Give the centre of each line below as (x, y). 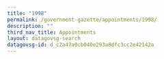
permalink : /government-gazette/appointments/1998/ (82, 20)
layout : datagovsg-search (44, 39)
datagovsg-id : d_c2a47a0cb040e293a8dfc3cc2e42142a (81, 45)
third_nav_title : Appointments (52, 32)
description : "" (30, 26)
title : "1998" (27, 13)
